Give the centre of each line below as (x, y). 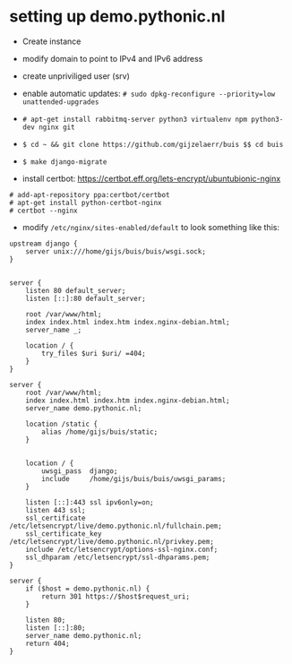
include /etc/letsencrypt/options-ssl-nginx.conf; (122, 549)
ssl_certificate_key (64, 534)
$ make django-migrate (64, 162)
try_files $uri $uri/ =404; (94, 353)
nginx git (57, 127)
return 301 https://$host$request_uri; (116, 596)
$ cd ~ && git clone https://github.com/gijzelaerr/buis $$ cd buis (153, 144)
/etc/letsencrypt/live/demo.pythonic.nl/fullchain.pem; (116, 526)
